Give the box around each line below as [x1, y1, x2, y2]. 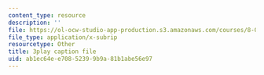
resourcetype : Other [8, 41, 76, 48]
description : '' [8, 19, 61, 27]
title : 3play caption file [8, 48, 97, 55]
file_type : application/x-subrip [8, 33, 118, 41]
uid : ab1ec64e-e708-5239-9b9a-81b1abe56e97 [8, 55, 153, 63]
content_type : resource [8, 11, 86, 20]
